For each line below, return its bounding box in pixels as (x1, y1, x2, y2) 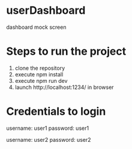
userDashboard (6, 4, 86, 17)
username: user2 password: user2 (6, 136, 91, 143)
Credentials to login (6, 105, 106, 118)
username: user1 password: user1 (6, 124, 89, 132)
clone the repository (14, 64, 65, 71)
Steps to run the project (6, 44, 127, 58)
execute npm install (14, 70, 64, 78)
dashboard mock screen (6, 23, 67, 31)
